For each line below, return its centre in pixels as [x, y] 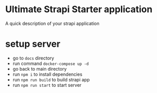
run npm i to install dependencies [48, 74]
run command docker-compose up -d [51, 63]
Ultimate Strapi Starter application [79, 9]
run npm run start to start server [47, 85]
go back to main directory [40, 69]
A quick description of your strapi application [52, 23]
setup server [33, 44]
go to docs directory [33, 58]
